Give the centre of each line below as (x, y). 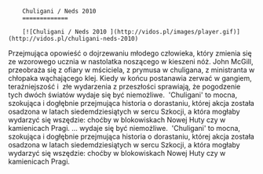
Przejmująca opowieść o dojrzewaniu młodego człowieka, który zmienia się (130, 53)
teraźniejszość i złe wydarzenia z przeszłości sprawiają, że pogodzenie (124, 87)
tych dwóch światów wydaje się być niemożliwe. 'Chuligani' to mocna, (123, 95)
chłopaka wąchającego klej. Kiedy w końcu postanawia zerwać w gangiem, (130, 78)
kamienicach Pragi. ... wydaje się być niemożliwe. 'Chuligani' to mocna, (124, 128)
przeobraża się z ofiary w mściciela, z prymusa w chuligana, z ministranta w (131, 70)
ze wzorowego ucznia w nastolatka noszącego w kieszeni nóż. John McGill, (131, 62)
